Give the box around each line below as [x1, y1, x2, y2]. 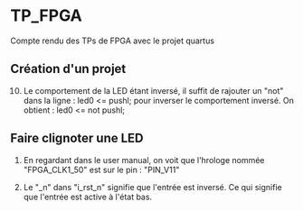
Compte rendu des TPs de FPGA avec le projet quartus [10, 35, 215, 46]
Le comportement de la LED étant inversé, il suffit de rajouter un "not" [23, 85, 284, 96]
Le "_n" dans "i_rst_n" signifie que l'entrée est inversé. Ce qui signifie [23, 181, 283, 192]
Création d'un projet [10, 61, 127, 77]
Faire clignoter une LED [10, 131, 144, 146]
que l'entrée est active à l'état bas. [23, 191, 153, 202]
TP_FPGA [10, 5, 82, 26]
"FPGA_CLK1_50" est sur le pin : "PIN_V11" [23, 164, 180, 175]
